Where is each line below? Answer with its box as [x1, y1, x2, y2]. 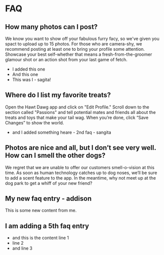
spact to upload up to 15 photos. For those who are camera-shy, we [5, 41, 142, 47]
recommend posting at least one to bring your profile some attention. [5, 46, 145, 52]
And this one [12, 72, 38, 77]
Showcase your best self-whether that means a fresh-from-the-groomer [5, 51, 152, 57]
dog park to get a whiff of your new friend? [5, 180, 93, 186]
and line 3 [12, 245, 33, 252]
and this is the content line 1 [12, 235, 69, 241]
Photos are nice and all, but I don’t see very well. [5, 144, 156, 152]
